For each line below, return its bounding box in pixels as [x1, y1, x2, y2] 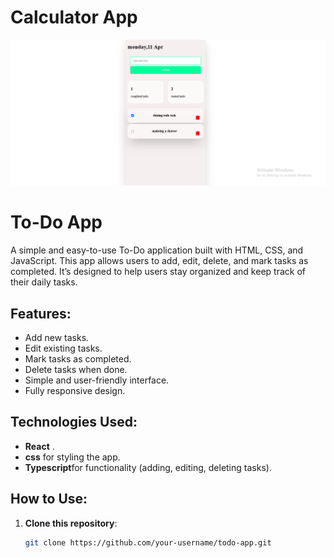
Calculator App [10, 6, 138, 29]
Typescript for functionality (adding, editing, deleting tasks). [24, 461, 272, 473]
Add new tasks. [24, 331, 90, 343]
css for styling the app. [24, 451, 121, 463]
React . [24, 440, 55, 452]
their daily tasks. [10, 276, 78, 288]
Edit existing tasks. [24, 342, 103, 354]
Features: [10, 305, 72, 322]
